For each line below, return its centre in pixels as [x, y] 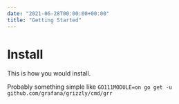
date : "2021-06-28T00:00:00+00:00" [58, 14]
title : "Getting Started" [44, 20]
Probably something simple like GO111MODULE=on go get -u [90, 87]
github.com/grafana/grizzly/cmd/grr [60, 94]
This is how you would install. [49, 73]
